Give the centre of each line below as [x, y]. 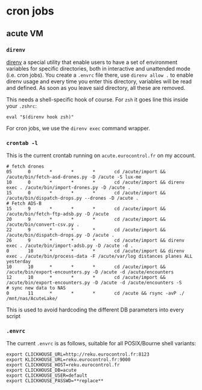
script [14, 316]
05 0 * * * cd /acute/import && [86, 172]
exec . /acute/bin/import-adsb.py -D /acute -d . [70, 246]
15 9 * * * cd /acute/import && [86, 209]
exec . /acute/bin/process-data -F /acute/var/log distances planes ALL [99, 257]
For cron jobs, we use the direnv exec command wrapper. [78, 128]
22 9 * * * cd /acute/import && [86, 230]
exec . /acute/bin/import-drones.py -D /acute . [68, 188]
